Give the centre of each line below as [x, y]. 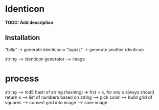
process [22, 78]
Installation [23, 38]
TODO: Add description [29, 22]
